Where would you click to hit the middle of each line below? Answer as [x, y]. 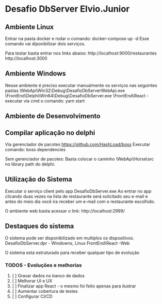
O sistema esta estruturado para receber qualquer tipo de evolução [72, 252]
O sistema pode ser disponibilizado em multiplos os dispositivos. [70, 238]
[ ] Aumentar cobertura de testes [45, 291]
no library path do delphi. [30, 164]
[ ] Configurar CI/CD [32, 296]
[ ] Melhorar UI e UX [32, 281]
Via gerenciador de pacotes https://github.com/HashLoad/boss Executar [78, 144]
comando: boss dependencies [35, 150]
